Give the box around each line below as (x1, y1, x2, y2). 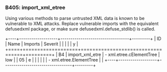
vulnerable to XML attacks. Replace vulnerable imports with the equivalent (5, 20, 159, 26)
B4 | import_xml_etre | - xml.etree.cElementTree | (58, 51, 160, 57)
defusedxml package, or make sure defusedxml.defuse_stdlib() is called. (5, 26, 155, 32)
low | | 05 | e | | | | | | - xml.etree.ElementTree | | (5, 57, 104, 63)
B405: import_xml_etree (5, 4, 66, 11)
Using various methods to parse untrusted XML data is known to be (5, 15, 145, 21)
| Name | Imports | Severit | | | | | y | (5, 41, 79, 47)
